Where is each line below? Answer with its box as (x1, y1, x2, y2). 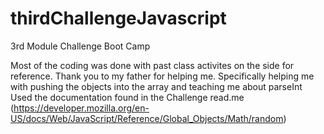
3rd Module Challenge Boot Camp (10, 40, 151, 52)
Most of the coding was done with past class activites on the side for (10, 59, 295, 71)
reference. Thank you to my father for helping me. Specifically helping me (10, 70, 315, 82)
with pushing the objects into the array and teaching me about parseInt (10, 80, 303, 92)
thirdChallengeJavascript (10, 7, 227, 30)
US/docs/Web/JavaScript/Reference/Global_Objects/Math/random (10, 112, 284, 124)
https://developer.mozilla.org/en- (13, 102, 150, 114)
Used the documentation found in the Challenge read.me (10, 91, 245, 103)
